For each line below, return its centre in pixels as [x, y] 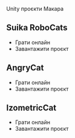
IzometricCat [31, 108]
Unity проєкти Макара [35, 9]
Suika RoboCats [37, 28]
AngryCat [25, 68]
